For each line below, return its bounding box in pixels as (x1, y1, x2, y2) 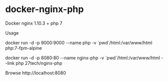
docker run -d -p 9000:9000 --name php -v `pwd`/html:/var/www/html (5, 39, 152, 46)
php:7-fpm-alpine (5, 45, 42, 51)
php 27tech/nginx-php (16, 60, 63, 66)
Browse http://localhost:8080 (5, 69, 67, 76)
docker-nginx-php (5, 4, 84, 15)
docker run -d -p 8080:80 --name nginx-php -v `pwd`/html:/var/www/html (5, 54, 160, 61)
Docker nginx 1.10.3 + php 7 (5, 20, 63, 26)
